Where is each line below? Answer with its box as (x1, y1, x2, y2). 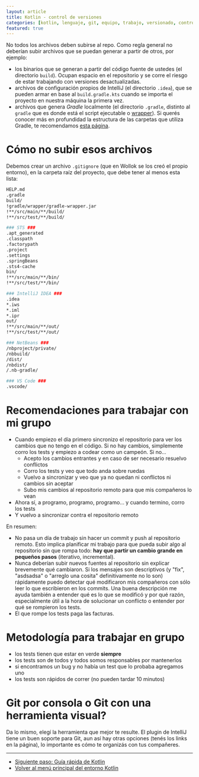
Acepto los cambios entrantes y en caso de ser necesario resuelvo (23, 455, 187, 462)
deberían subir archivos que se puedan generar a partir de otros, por (6, 48, 174, 55)
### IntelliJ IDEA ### (6, 291, 62, 297)
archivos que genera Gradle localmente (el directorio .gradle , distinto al (14, 103, 191, 110)
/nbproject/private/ (6, 345, 57, 351)
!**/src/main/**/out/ (6, 324, 60, 330)
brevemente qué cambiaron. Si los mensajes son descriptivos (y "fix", (14, 566, 185, 573)
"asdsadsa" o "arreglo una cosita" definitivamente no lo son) (14, 573, 163, 579)
